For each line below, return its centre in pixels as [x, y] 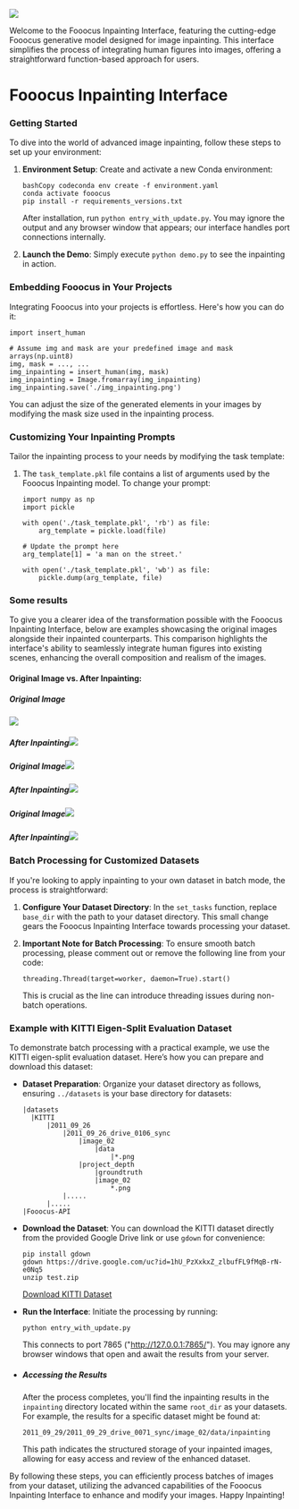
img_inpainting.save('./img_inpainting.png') [95, 388]
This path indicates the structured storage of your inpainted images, [147, 1449]
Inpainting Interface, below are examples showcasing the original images [143, 629]
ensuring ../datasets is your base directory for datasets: [127, 1094]
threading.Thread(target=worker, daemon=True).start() [126, 979]
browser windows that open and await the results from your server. [145, 1354]
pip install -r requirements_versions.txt [102, 201]
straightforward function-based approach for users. [104, 59]
